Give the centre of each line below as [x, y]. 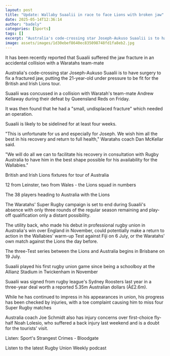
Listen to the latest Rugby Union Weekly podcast [56, 348]
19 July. [13, 256]
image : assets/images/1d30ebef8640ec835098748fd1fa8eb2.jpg [70, 43]
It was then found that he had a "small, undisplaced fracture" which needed [84, 108]
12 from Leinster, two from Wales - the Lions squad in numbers [71, 185]
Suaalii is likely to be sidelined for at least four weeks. [61, 124]
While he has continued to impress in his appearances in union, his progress [85, 297]
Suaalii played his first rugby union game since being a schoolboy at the [80, 266]
